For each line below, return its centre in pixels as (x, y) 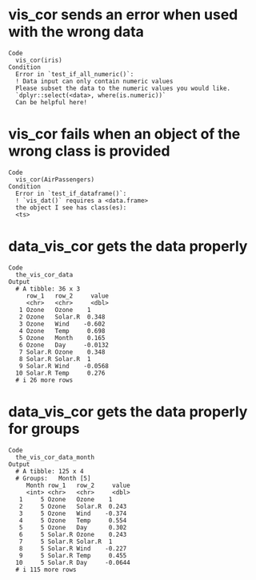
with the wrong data (76, 32)
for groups (44, 429)
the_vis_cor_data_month (55, 457)
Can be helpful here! (52, 102)
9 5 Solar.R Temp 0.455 (73, 555)
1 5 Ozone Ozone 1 (66, 499)
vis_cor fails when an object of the (124, 134)
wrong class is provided (89, 151)
